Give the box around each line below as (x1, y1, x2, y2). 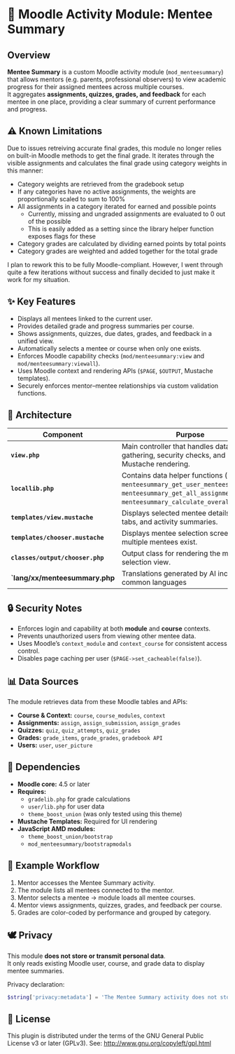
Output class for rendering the (121, 548, 221, 558)
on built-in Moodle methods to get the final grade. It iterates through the (7, 151, 215, 160)
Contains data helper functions (121, 471, 223, 480)
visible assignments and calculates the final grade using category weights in (7, 158, 227, 167)
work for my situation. (7, 275, 71, 283)
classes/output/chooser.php (10, 554, 104, 562)
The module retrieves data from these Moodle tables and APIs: (7, 698, 188, 706)
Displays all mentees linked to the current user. (17, 314, 152, 323)
